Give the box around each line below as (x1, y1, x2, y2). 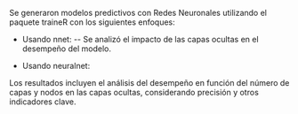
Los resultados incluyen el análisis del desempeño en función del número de (9, 78, 290, 87)
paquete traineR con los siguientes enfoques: (9, 17, 175, 27)
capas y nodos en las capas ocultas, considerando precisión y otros (9, 87, 260, 97)
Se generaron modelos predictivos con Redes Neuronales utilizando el (9, 8, 267, 18)
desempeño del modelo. (21, 43, 111, 54)
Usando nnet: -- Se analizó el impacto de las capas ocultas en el (21, 34, 260, 44)
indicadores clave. (9, 96, 77, 107)
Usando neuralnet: (21, 61, 91, 71)
